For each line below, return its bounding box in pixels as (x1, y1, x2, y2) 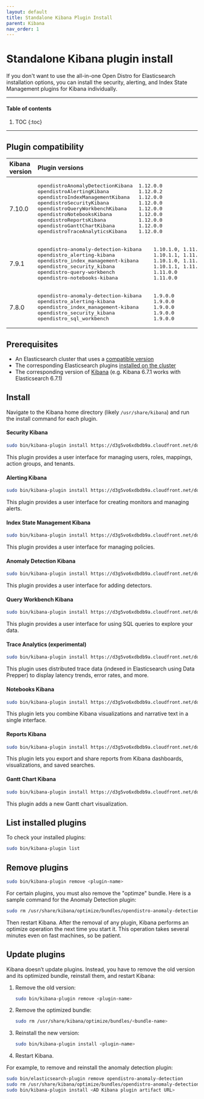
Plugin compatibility (6, 141, 84, 152)
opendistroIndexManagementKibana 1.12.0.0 (37, 194, 163, 201)
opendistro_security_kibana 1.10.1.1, (37, 263, 181, 270)
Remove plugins (6, 862, 69, 873)
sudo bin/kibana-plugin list (6, 846, 80, 852)
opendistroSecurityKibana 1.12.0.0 (37, 200, 163, 206)
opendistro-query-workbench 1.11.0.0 (37, 269, 178, 276)
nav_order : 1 (6, 26, 39, 32)
